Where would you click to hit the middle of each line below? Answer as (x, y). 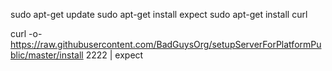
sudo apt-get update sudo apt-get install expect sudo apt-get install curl (159, 14)
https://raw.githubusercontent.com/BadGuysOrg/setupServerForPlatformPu (166, 44)
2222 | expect (114, 55)
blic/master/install (47, 55)
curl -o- (26, 33)
